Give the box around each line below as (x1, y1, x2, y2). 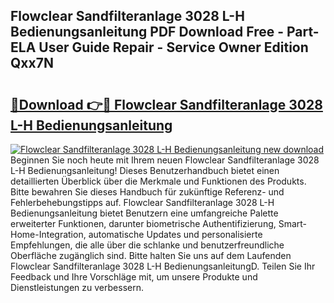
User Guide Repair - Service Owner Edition (38, 39, 309, 56)
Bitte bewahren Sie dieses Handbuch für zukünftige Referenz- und (10, 186, 285, 198)
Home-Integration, (10, 229, 87, 240)
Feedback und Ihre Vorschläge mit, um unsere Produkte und (10, 271, 258, 283)
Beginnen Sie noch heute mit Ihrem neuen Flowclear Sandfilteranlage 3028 (10, 154, 320, 166)
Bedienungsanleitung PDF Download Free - (10, 24, 285, 41)
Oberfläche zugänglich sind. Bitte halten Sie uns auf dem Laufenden (10, 250, 292, 261)
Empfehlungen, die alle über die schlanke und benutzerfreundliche (10, 239, 285, 251)
